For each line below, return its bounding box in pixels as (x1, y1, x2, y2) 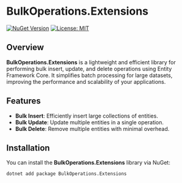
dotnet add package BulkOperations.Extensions (6, 171, 127, 177)
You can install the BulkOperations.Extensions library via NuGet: (6, 159, 171, 166)
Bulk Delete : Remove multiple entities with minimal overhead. (15, 125, 170, 132)
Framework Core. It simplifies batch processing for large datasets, (6, 72, 173, 79)
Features (6, 96, 41, 106)
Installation (6, 143, 50, 153)
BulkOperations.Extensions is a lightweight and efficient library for (6, 58, 176, 65)
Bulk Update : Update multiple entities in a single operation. (15, 118, 164, 126)
